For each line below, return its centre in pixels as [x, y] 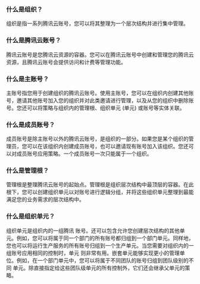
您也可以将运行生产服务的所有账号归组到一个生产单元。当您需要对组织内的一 [100, 245]
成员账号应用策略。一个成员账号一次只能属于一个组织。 [84, 154]
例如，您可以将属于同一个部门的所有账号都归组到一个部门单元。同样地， [105, 238]
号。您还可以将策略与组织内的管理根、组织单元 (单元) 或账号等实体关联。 [96, 108]
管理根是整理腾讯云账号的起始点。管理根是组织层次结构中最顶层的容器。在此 [100, 185]
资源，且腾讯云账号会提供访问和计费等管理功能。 [66, 62]
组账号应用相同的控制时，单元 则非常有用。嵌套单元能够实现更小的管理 [93, 253]
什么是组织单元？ [31, 217]
